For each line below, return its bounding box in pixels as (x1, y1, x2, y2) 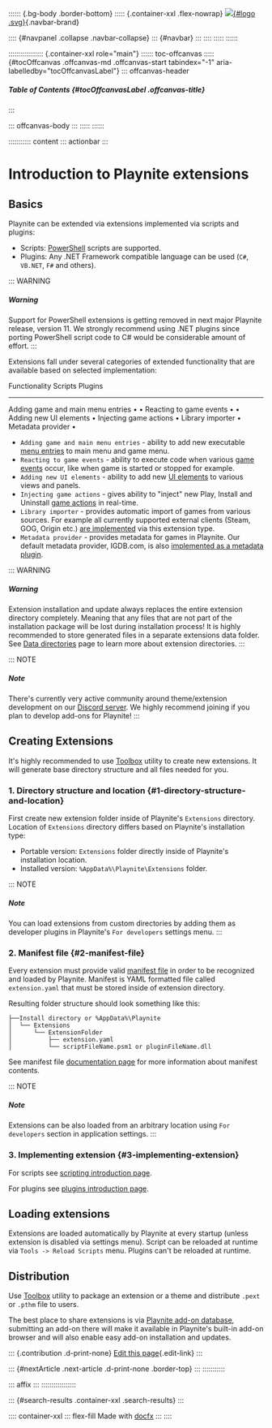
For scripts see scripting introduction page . (8, 1167, 152, 1177)
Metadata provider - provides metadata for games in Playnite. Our (19, 532, 240, 541)
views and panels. (19, 480, 81, 490)
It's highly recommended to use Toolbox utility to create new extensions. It (8, 756, 257, 766)
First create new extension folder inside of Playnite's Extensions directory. (8, 813, 256, 823)
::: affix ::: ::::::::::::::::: (8, 1380, 77, 1390)
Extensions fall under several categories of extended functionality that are (8, 356, 255, 366)
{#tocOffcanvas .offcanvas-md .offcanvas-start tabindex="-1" (8, 58, 215, 67)
